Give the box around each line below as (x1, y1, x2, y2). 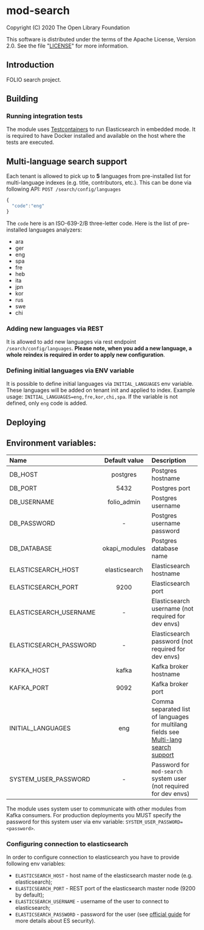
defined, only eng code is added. (6, 400, 88, 407)
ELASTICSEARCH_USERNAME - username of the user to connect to (15, 897, 169, 905)
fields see (151, 728, 180, 736)
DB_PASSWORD (9, 519, 56, 527)
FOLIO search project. (6, 76, 62, 83)
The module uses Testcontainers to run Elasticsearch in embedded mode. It (6, 126, 195, 133)
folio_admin (107, 497, 141, 506)
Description (151, 456, 186, 464)
